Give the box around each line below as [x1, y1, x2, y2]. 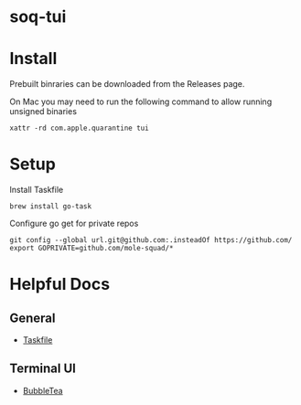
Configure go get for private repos [9, 218, 139, 229]
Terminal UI [9, 361, 76, 377]
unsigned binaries [9, 106, 78, 117]
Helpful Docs [9, 274, 111, 294]
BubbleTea [22, 385, 63, 396]
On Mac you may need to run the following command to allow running [9, 96, 273, 107]
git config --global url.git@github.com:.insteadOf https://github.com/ [9, 236, 293, 245]
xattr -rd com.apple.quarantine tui [9, 123, 149, 133]
